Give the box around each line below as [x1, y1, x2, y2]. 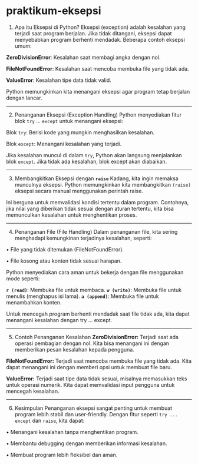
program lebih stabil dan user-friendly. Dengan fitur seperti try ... [14, 410, 178, 417]
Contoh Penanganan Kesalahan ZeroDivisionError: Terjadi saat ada [14, 333, 179, 340]
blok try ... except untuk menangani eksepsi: [14, 117, 123, 124]
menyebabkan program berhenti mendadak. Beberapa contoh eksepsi [14, 36, 186, 43]
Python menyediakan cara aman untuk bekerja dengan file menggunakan [6, 269, 184, 276]
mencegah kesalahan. [6, 387, 60, 395]
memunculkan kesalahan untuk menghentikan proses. [6, 211, 137, 218]
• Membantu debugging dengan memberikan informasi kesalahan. [6, 440, 167, 447]
